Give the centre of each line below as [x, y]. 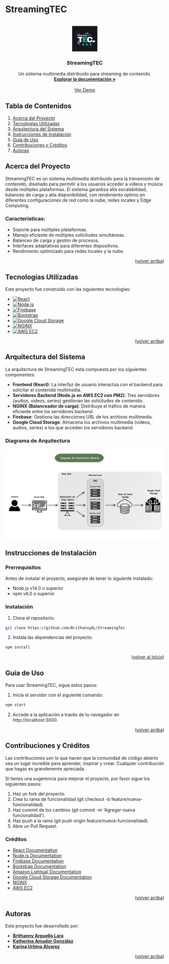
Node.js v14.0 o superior [38, 588]
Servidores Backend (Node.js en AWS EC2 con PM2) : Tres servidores [86, 395]
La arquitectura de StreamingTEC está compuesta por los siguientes [76, 369]
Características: [25, 218]
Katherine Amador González [43, 941]
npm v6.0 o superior [34, 594]
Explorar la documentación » [85, 79]
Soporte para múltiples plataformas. [50, 230]
